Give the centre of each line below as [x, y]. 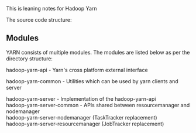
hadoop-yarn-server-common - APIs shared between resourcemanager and [98, 105]
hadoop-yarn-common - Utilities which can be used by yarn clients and [92, 81]
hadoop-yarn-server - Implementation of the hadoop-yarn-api [81, 98]
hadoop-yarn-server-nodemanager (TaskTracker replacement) [82, 117]
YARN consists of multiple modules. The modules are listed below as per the [98, 52]
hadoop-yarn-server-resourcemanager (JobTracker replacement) [85, 124]
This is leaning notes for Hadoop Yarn [52, 8]
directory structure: [29, 59]
